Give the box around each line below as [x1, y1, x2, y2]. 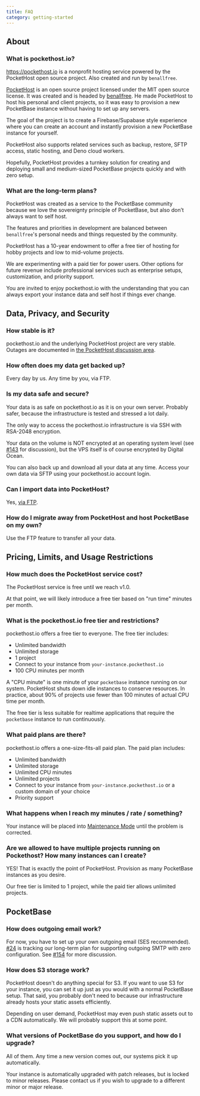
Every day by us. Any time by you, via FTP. [6, 375, 112, 382]
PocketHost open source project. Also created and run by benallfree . [6, 74, 177, 81]
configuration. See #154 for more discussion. [6, 951, 117, 958]
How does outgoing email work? [6, 924, 101, 933]
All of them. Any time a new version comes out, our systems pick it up [6, 1052, 178, 1059]
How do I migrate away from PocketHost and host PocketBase [6, 513, 189, 521]
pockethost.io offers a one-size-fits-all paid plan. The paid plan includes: [6, 744, 186, 751]
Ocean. [6, 452, 24, 459]
